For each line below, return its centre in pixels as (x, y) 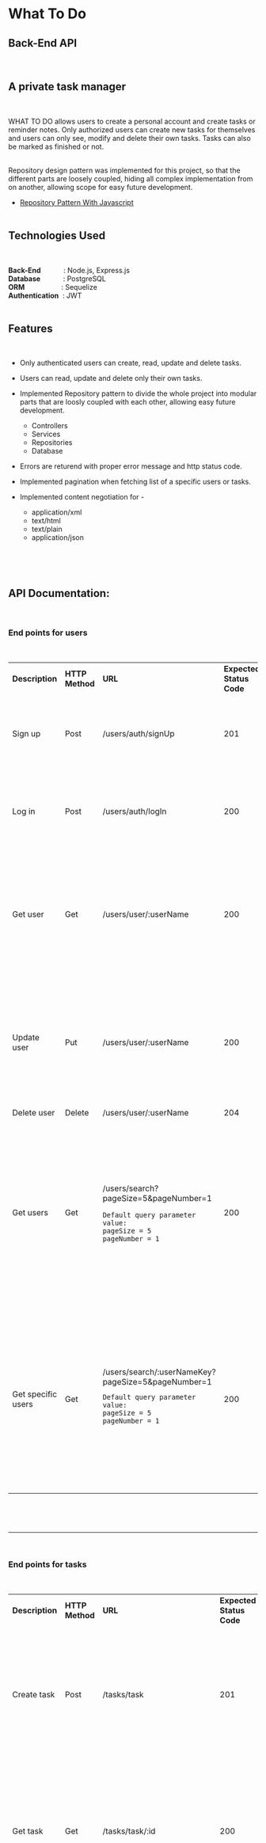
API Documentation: (59, 593)
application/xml (57, 512)
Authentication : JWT (45, 295)
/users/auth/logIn (135, 811)
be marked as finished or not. (56, 146)
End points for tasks (47, 1564)
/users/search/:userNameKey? (159, 1372)
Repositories (52, 443)
